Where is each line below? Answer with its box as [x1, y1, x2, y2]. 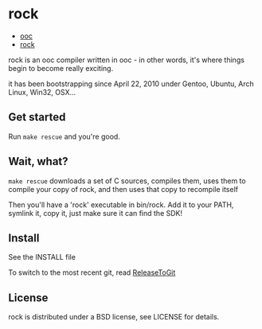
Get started [8, 111, 66, 124]
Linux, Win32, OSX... [8, 87, 76, 96]
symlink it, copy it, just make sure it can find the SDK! [8, 208, 183, 217]
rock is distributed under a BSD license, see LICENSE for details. [8, 312, 220, 322]
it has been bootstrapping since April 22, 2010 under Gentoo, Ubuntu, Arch [8, 79, 255, 88]
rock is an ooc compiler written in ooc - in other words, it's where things [8, 55, 245, 65]
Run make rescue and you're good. [8, 131, 121, 141]
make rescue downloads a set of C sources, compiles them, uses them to [8, 176, 246, 186]
